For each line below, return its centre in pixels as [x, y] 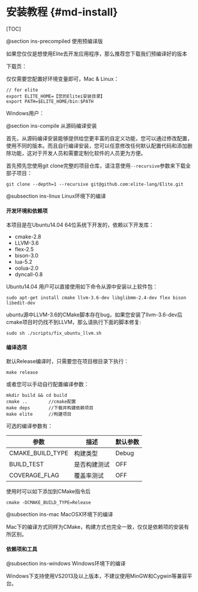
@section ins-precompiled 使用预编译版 [55, 41]
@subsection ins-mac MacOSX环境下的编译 [60, 515]
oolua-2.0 [27, 268]
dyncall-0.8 [29, 274]
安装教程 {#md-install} [62, 12]
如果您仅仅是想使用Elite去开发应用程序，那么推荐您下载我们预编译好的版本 [97, 53]
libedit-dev [21, 303]
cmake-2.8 [28, 237]
